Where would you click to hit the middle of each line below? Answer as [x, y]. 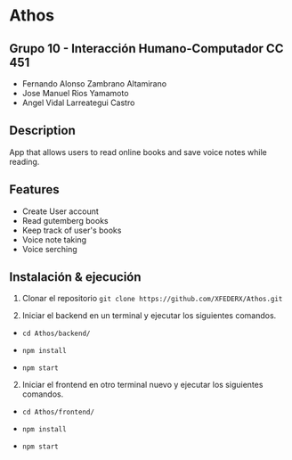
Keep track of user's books [72, 230]
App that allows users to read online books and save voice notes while [138, 152]
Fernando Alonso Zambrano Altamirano [94, 84]
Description [42, 131]
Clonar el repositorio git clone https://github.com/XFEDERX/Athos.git [152, 299]
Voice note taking [54, 239]
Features [34, 189]
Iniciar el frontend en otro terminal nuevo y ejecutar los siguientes [142, 385]
